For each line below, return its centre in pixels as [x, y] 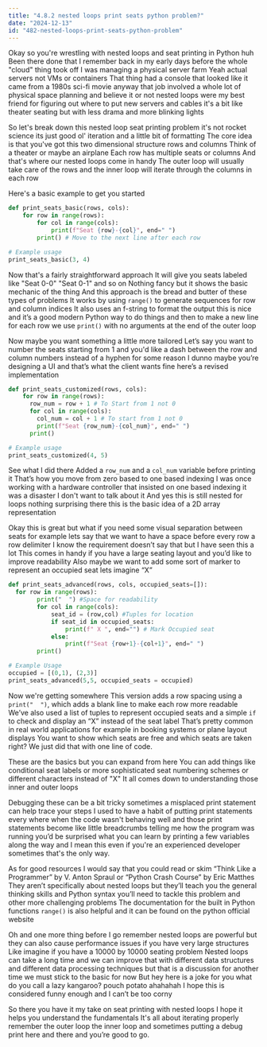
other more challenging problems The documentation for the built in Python [132, 902]
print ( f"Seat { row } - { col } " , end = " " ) [113, 231]
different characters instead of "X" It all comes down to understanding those [133, 778]
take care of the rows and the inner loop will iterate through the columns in [130, 170]
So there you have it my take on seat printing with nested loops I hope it [126, 1009]
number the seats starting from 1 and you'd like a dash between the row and [133, 349]
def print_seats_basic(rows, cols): [69, 208]
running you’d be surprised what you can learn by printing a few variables [129, 836]
